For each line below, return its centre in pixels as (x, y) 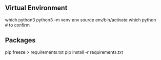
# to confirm (18, 25)
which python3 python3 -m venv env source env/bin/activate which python (80, 20)
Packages (20, 40)
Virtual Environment (36, 8)
